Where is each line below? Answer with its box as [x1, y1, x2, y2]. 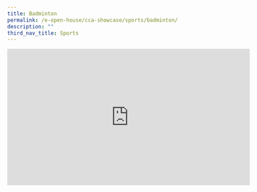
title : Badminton [7, 10, 57, 17]
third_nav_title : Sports [7, 29, 79, 37]
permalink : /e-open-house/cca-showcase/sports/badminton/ [7, 17, 178, 24]
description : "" [7, 23, 54, 30]
